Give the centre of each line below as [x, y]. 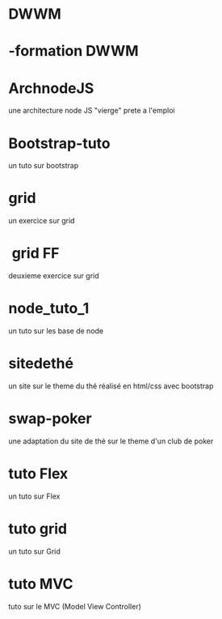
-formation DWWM [73, 51]
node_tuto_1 [49, 309]
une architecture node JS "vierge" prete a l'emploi [92, 111]
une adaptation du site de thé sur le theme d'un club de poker [111, 441]
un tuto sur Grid [34, 551]
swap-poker [50, 419]
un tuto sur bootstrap [44, 166]
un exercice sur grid [42, 221]
